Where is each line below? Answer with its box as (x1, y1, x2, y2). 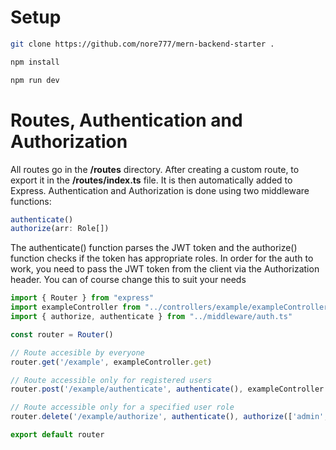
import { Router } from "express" (10, 293, 155, 303)
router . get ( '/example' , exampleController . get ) (10, 357, 213, 367)
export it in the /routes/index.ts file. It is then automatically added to (10, 174, 293, 186)
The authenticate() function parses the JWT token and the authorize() (10, 242, 298, 254)
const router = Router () (10, 329, 114, 340)
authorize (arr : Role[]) (10, 224, 110, 234)
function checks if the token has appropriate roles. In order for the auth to (10, 252, 314, 265)
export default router (10, 430, 105, 440)
